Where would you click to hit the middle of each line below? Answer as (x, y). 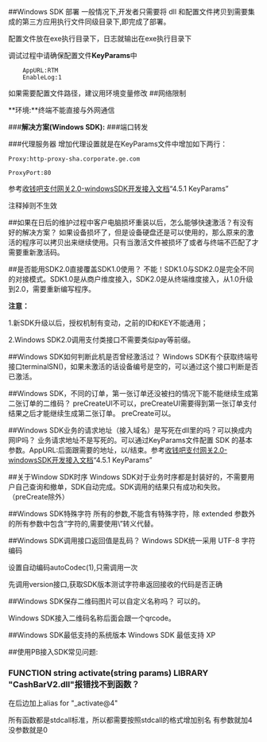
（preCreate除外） (39, 497)
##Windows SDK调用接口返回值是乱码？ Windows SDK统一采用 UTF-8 (124, 540)
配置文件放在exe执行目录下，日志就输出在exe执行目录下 (100, 39)
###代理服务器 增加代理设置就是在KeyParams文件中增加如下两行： (118, 144)
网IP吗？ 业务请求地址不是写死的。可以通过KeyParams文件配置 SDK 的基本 (130, 440)
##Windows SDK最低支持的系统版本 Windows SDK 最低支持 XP (112, 635)
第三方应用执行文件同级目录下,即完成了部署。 (96, 21)
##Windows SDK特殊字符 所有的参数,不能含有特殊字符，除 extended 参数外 (132, 514)
